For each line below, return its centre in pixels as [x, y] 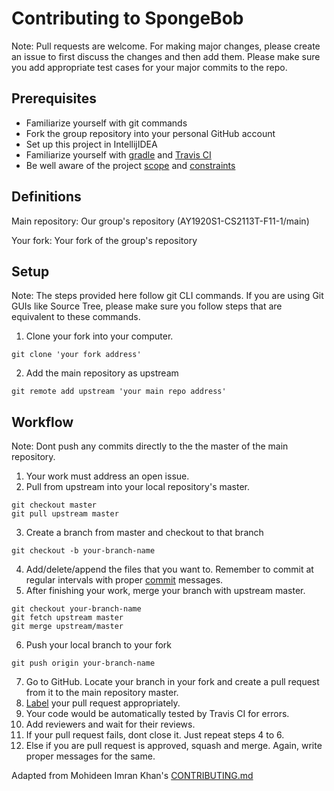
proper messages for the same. [90, 756]
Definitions [46, 197]
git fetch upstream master [67, 618]
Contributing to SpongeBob [127, 18]
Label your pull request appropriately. [103, 703]
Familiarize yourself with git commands [106, 123]
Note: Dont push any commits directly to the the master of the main [150, 446]
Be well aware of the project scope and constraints [130, 165]
